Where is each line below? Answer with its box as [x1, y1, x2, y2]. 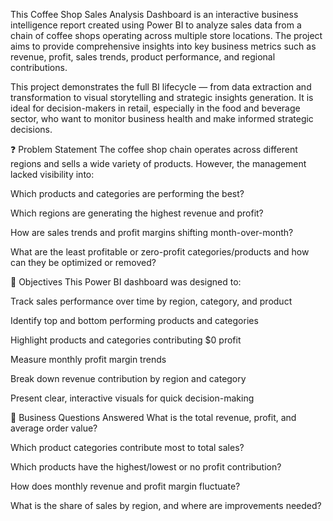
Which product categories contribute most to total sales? [10, 442, 245, 453]
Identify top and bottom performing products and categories [10, 315, 259, 326]
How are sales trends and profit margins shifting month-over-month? [10, 227, 294, 238]
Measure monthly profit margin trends [10, 354, 167, 365]
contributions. [10, 62, 68, 73]
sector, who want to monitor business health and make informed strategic [10, 113, 314, 124]
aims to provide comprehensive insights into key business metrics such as [10, 40, 317, 52]
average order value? [10, 422, 98, 434]
